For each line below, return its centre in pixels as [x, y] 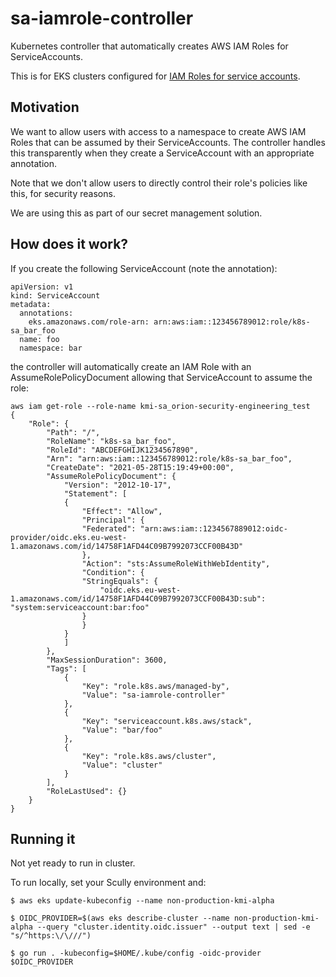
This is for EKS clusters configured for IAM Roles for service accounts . [155, 76]
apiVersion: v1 [42, 287]
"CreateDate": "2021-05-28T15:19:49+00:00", [140, 467]
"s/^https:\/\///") [51, 936]
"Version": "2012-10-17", [117, 485]
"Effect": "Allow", [122, 511]
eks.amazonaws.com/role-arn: [89, 322]
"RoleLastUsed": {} [87, 791]
